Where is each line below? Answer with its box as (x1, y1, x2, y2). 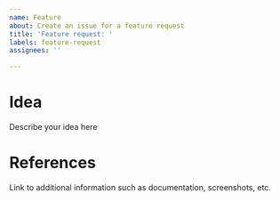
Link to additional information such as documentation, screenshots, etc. (9, 182, 271, 192)
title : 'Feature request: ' (9, 29, 114, 38)
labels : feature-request (9, 37, 101, 47)
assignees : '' (9, 46, 62, 55)
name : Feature (9, 12, 62, 22)
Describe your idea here (9, 122, 98, 133)
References (9, 153, 96, 173)
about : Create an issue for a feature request (9, 21, 185, 30)
